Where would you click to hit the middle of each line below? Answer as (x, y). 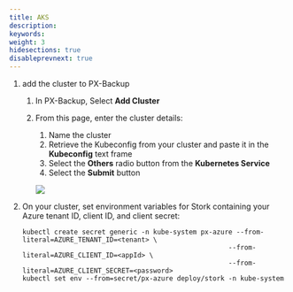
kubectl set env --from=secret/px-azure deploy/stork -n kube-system (153, 279)
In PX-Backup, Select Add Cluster (97, 101)
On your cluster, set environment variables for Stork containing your (146, 206)
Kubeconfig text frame (90, 154)
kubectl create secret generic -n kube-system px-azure (127, 232)
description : (33, 26)
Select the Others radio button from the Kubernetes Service (159, 163)
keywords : (27, 34)
